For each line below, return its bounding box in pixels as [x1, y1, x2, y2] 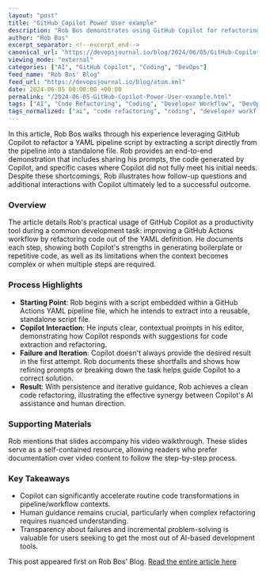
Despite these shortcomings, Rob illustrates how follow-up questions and [8, 171, 247, 181]
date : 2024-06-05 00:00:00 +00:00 [8, 85, 123, 94]
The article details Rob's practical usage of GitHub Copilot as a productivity [8, 217, 254, 227]
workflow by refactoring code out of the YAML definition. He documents [8, 235, 244, 244]
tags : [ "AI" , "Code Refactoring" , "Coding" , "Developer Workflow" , [8, 100, 236, 108]
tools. [19, 541, 38, 551]
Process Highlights [8, 279, 83, 290]
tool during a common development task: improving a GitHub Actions [8, 226, 234, 235]
